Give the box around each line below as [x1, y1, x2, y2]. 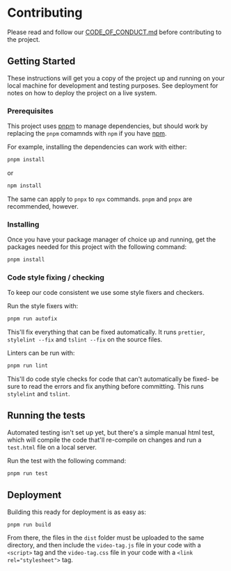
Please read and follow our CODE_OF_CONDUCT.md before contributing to [7, 28, 222, 36]
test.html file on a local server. [7, 443, 97, 451]
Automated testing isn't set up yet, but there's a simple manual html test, [7, 428, 215, 436]
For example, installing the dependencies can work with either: [7, 143, 187, 151]
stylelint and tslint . [7, 389, 71, 398]
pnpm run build [7, 521, 51, 528]
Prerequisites [7, 106, 54, 115]
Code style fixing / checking [7, 273, 104, 282]
